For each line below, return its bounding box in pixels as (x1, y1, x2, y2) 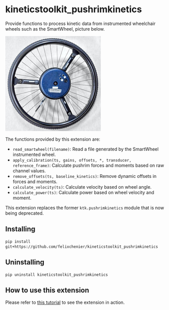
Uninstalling (5, 258, 45, 267)
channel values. (12, 167, 46, 174)
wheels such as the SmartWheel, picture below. (5, 25, 105, 32)
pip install (5, 239, 31, 244)
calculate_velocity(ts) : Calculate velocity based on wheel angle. (12, 184, 152, 190)
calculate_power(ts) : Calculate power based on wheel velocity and (12, 189, 154, 195)
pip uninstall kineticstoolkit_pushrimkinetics (5, 272, 108, 277)
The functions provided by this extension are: (5, 136, 101, 142)
